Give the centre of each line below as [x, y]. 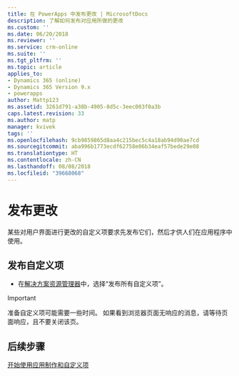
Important [22, 298]
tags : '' [20, 133]
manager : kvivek [31, 127]
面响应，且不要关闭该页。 [45, 322]
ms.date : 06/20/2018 [38, 34]
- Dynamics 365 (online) [44, 80]
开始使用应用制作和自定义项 [48, 365]
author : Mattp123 [33, 101]
